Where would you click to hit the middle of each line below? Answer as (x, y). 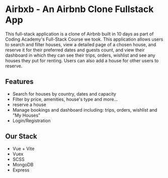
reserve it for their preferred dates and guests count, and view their (75, 50)
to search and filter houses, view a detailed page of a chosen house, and (81, 44)
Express (21, 170)
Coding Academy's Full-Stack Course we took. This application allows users (84, 39)
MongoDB (23, 164)
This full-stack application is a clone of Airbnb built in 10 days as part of (79, 34)
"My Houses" (26, 115)
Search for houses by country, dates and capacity (64, 94)
